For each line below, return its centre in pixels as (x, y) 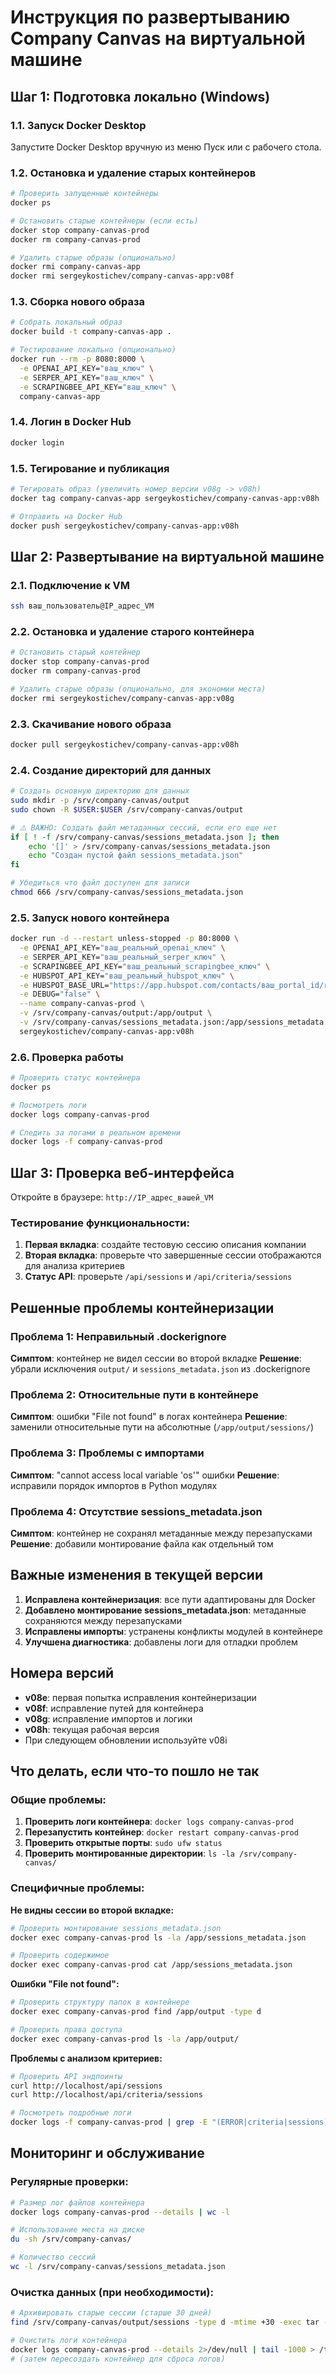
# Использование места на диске (77, 2230)
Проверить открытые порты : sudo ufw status (123, 1843)
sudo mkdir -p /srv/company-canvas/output (100, 801)
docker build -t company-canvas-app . (91, 332)
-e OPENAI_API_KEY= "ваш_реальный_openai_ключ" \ (122, 948)
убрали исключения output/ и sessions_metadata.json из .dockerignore (160, 1369)
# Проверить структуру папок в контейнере (100, 2002)
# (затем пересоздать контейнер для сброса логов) (118, 2359)
